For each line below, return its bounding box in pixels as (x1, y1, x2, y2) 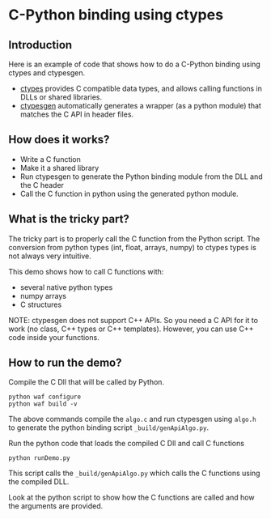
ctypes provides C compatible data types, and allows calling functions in (19, 83, 263, 93)
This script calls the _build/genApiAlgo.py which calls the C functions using (8, 468, 260, 479)
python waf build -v (8, 400, 78, 408)
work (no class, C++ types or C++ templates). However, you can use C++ (8, 324, 254, 334)
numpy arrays (19, 291, 67, 300)
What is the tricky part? (8, 212, 129, 226)
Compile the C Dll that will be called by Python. (8, 377, 164, 387)
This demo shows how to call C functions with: (8, 266, 164, 276)
